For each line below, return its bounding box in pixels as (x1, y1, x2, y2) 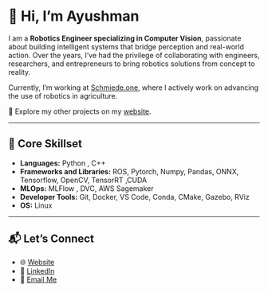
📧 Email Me (19, 274, 57, 284)
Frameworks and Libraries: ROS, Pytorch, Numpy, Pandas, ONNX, (19, 166, 239, 176)
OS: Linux (19, 201, 53, 210)
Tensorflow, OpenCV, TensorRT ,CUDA (19, 175, 148, 185)
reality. (8, 67, 31, 76)
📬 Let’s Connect (8, 232, 94, 246)
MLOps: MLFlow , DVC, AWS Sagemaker (19, 183, 154, 193)
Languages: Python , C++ (19, 158, 106, 168)
